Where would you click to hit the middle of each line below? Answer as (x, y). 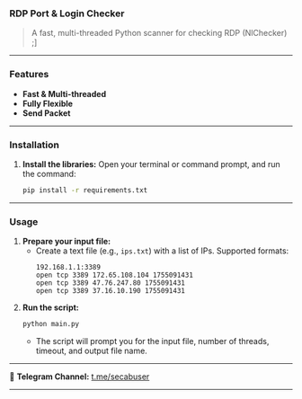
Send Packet (46, 113)
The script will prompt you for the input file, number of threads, (152, 341)
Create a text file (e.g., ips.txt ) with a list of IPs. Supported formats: (162, 251)
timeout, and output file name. (92, 350)
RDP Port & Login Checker (67, 13)
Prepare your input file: (66, 242)
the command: (49, 173)
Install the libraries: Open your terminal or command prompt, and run (151, 164)
